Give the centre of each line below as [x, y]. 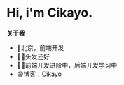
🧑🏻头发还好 [33, 56]
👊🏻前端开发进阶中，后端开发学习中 [67, 65]
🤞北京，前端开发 [40, 47]
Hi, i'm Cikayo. [50, 13]
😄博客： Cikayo [39, 74]
